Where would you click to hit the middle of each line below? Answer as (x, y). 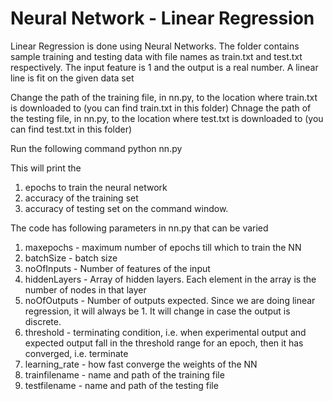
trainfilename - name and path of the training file (124, 374)
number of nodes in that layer (85, 289)
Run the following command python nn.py (96, 148)
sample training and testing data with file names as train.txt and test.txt (156, 56)
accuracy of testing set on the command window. (126, 208)
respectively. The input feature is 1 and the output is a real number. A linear (164, 67)
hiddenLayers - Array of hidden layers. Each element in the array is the (170, 279)
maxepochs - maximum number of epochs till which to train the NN (163, 247)
